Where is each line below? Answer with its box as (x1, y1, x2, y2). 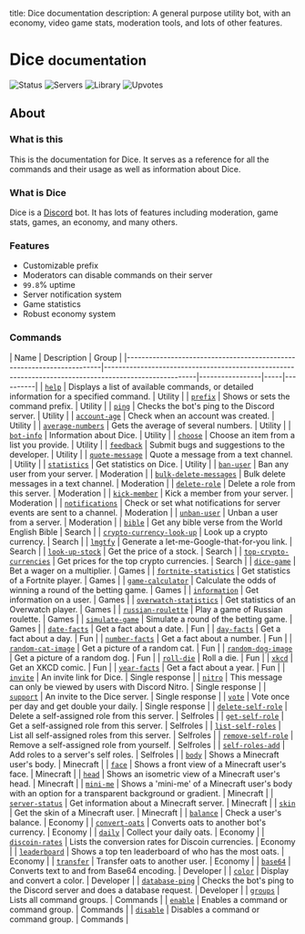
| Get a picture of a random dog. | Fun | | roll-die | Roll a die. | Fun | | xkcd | (9, 652, 293, 663)
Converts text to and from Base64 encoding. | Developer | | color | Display (9, 865, 290, 876)
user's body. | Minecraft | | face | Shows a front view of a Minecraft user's (9, 758, 287, 769)
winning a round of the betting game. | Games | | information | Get (9, 584, 259, 595)
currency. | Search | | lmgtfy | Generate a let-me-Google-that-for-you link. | (9, 536, 293, 547)
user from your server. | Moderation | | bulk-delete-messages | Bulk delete (9, 468, 286, 479)
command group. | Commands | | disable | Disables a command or (9, 904, 260, 915)
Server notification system (22, 289, 122, 300)
